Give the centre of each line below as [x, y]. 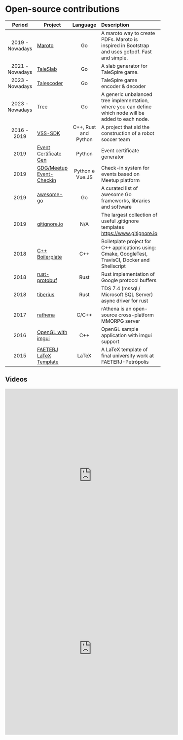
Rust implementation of [128, 274]
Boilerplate [49, 257]
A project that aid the [125, 127]
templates [112, 227]
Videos [16, 379]
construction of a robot [128, 133]
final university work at [127, 355]
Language [84, 25]
